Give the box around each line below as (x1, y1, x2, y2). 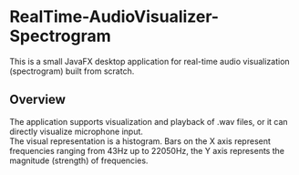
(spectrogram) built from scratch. (9, 66, 135, 77)
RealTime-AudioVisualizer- (9, 6, 220, 27)
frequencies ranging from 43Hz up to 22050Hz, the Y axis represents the (9, 145, 285, 156)
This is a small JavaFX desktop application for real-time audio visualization (9, 56, 290, 67)
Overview (9, 92, 67, 108)
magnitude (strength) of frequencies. (9, 155, 149, 166)
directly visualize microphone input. (9, 126, 144, 137)
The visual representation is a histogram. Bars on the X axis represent (9, 135, 272, 147)
